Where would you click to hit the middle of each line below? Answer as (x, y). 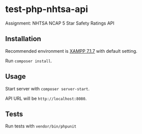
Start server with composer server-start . (47, 88)
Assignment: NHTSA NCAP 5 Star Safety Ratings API (60, 23)
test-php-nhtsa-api (47, 9)
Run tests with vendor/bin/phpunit (41, 126)
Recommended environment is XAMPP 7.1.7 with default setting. (71, 51)
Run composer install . (29, 61)
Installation (23, 39)
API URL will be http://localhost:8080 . (46, 98)
